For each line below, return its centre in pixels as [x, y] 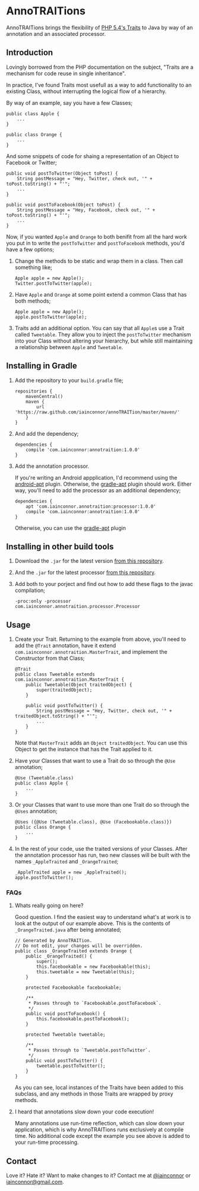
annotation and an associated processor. [56, 33]
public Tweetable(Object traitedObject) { [79, 685]
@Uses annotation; [36, 811]
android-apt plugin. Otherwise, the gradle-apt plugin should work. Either [103, 484]
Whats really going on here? [49, 906]
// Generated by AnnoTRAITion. [53, 941]
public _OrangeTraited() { [59, 956]
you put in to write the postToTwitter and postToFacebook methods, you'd [96, 243]
